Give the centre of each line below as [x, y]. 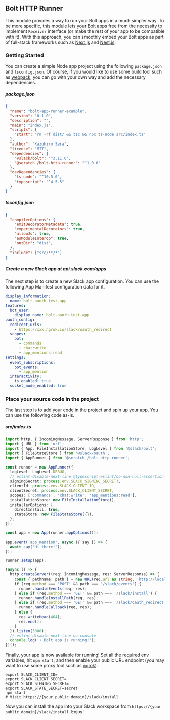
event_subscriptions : [33, 362]
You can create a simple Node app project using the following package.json [83, 66]
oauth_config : [20, 320]
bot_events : [27, 367]
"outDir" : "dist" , [34, 243]
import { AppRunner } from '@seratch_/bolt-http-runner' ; [68, 458]
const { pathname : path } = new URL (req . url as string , [75, 579]
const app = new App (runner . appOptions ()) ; [52, 533]
